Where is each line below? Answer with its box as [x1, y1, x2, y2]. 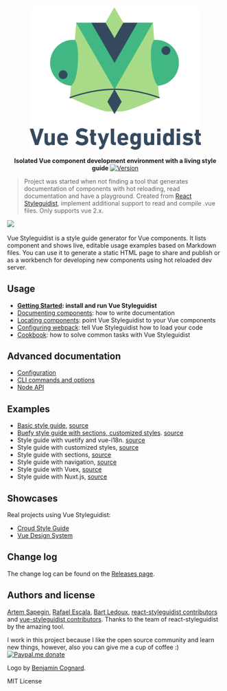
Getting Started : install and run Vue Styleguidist [16, 301, 158, 309]
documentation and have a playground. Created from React [23, 192, 192, 200]
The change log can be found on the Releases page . [7, 569, 156, 578]
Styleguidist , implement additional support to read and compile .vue [23, 199, 216, 207]
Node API [16, 383, 45, 391]
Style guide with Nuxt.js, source [16, 472, 108, 481]
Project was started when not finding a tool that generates [23, 177, 189, 185]
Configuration [16, 369, 56, 377]
